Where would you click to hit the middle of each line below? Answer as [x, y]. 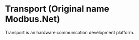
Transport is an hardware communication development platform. [70, 32]
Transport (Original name [57, 9]
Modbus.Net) [32, 19]
